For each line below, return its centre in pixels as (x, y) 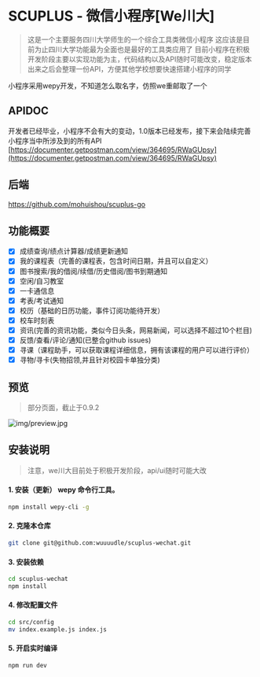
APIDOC (29, 111)
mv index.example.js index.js (58, 629)
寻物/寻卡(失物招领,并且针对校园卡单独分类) (90, 360)
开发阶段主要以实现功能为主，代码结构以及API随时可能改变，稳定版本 (140, 59)
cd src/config (31, 623)
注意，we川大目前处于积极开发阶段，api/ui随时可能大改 (117, 470)
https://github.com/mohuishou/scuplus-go (77, 204)
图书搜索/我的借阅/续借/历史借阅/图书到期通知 (93, 271)
